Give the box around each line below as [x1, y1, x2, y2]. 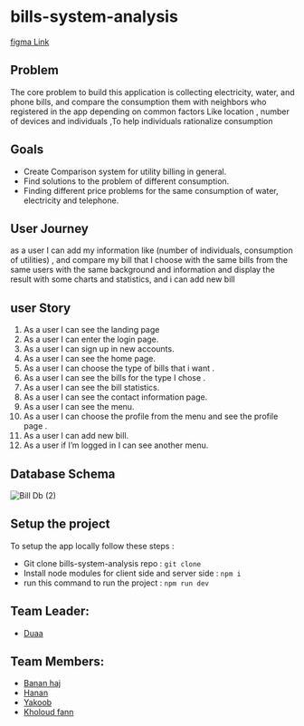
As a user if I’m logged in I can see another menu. [23, 440, 209, 450]
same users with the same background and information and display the [10, 265, 275, 276]
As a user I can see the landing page [23, 324, 160, 335]
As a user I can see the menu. [23, 402, 135, 412]
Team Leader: [10, 604, 90, 619]
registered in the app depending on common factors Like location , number [10, 106, 290, 117]
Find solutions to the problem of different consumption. [23, 175, 230, 187]
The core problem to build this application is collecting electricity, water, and [10, 86, 295, 97]
